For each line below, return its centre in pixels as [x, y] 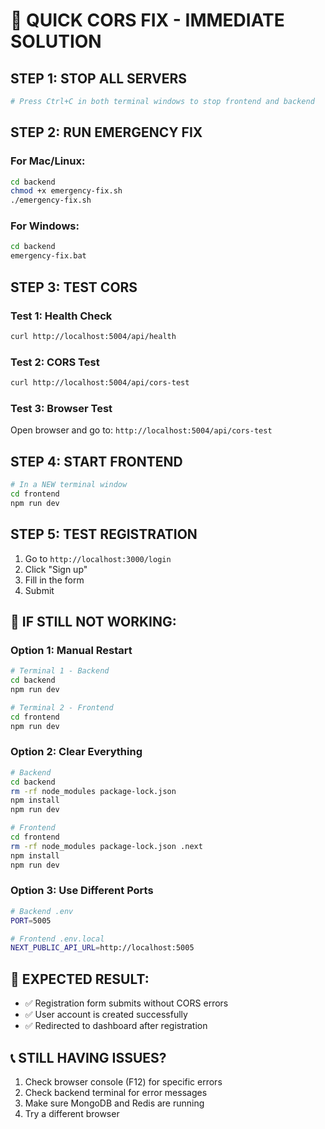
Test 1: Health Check [61, 316]
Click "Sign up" [56, 569]
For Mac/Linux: [48, 161]
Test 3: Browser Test [61, 408]
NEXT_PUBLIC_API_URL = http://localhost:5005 [102, 948]
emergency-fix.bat [48, 256]
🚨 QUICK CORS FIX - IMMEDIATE [147, 20]
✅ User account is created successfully [106, 1015]
